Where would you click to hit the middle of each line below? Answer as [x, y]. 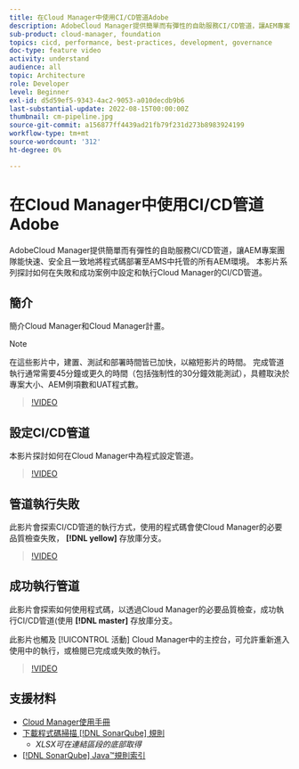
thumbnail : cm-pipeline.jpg [61, 117]
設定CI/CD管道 [50, 433]
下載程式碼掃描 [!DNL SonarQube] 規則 [93, 732]
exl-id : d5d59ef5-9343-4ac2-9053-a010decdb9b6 [97, 100]
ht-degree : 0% [36, 150]
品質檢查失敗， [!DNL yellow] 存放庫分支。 [88, 538]
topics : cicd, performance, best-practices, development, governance [141, 42]
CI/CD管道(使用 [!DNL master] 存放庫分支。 [97, 620]
